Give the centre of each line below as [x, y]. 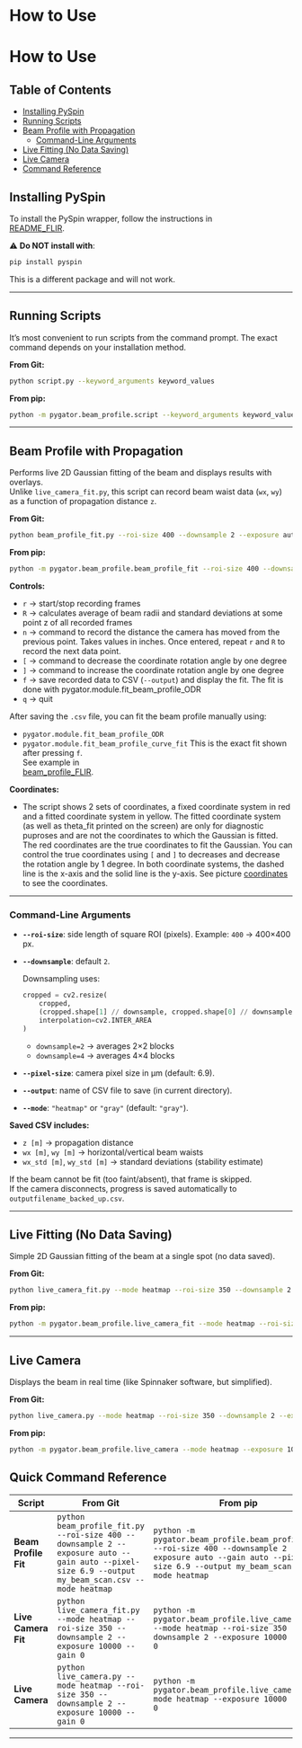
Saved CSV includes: [49, 1125]
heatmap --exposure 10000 [232, 1699]
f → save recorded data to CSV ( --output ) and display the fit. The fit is [153, 680]
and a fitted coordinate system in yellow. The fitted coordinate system [151, 816]
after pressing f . [53, 753]
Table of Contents [61, 89]
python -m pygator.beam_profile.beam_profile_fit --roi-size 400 [134, 569]
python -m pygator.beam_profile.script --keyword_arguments [124, 414]
